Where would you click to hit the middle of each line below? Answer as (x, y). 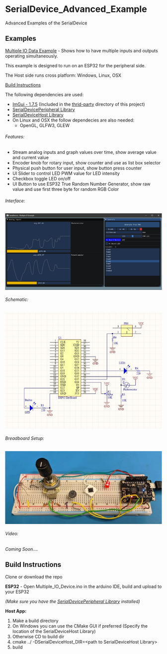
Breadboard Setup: (25, 438)
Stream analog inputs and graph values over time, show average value (84, 152)
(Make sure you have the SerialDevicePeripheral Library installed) (73, 601)
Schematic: (17, 299)
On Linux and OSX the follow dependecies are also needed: (73, 120)
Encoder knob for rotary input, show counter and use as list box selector (86, 162)
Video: (12, 533)
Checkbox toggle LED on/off (42, 178)
